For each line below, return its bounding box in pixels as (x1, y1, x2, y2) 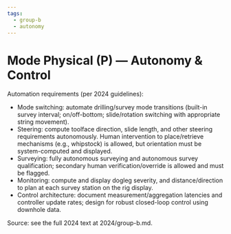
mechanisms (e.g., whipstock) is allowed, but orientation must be (16, 140, 202, 148)
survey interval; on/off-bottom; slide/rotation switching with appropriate (16, 111, 221, 119)
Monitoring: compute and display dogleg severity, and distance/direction (16, 176, 223, 184)
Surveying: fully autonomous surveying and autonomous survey (16, 154, 198, 162)
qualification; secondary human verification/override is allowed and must (16, 162, 224, 170)
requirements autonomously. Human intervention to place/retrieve (16, 132, 204, 141)
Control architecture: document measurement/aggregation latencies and (16, 191, 223, 200)
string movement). (16, 118, 69, 126)
